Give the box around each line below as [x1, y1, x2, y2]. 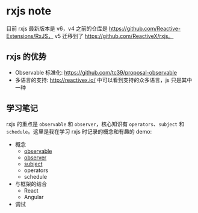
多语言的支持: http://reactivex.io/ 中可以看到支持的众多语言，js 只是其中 [14, 76, 193, 84]
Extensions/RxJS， [6, 32, 54, 40]
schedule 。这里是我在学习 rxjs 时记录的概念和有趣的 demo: [6, 128, 152, 135]
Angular [23, 193, 44, 200]
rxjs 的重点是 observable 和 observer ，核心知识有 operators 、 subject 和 [6, 120, 185, 128]
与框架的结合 [14, 180, 47, 187]
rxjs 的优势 [6, 52, 47, 62]
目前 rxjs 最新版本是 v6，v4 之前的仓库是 [6, 25, 108, 32]
